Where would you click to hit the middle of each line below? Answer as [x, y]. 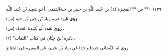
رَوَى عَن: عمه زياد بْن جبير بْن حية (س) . [43, 18]
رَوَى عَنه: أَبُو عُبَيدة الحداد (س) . [35, 28]
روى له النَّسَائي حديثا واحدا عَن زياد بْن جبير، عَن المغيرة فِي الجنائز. [68, 48]
